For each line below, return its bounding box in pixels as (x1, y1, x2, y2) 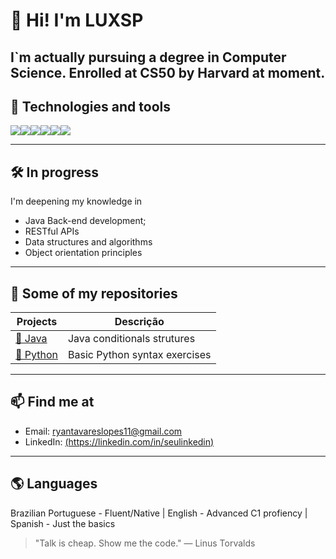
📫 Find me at (10, 394, 95, 411)
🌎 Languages (10, 475, 98, 493)
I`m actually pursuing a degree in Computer (10, 49, 287, 66)
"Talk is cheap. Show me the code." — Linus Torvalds (34, 537, 256, 549)
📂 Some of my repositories (10, 285, 178, 302)
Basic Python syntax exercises (67, 348, 212, 362)
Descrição (114, 315, 165, 329)
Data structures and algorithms (24, 236, 153, 248)
